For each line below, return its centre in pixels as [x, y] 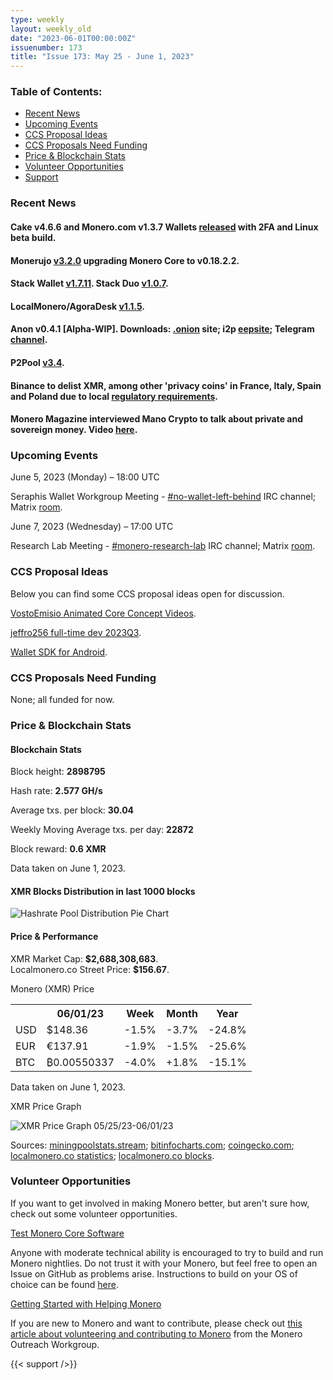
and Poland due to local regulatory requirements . [114, 396]
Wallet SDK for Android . [59, 652]
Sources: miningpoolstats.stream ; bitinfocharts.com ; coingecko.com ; [152, 1145]
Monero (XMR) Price [52, 988]
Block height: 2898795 [58, 772]
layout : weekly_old [51, 29]
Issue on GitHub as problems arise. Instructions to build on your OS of [154, 1273]
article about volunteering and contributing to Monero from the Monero [156, 1333]
